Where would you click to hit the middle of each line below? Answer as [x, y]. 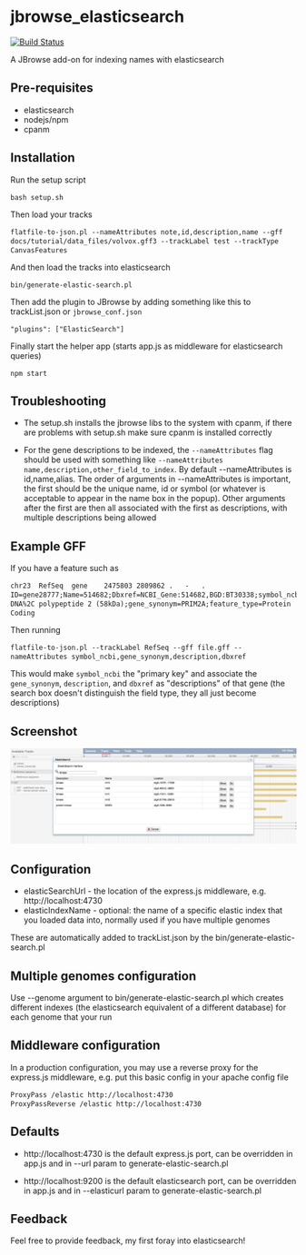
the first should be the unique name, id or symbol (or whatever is [144, 489]
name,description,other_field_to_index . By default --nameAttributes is [158, 469]
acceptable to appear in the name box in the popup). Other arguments [154, 499]
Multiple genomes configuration [104, 976]
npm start [29, 373]
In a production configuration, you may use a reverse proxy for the [134, 1067]
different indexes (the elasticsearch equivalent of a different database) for [148, 1007]
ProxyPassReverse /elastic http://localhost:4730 [106, 1104]
